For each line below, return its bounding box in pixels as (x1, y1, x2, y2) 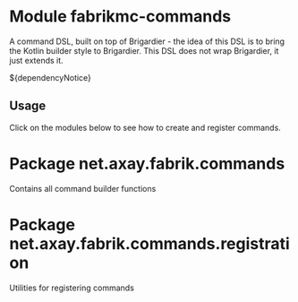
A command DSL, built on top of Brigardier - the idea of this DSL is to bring (9, 36, 285, 47)
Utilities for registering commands (9, 282, 134, 293)
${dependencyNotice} (9, 72, 92, 82)
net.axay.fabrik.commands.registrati (9, 233, 291, 254)
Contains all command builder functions (9, 183, 157, 194)
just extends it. (9, 55, 64, 65)
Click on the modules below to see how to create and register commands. (9, 122, 282, 133)
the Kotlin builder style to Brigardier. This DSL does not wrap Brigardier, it (9, 45, 279, 56)
